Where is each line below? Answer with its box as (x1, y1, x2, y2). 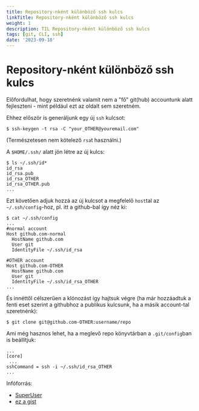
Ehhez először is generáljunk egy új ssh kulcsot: (6, 114, 126, 121)
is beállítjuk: (6, 336, 36, 343)
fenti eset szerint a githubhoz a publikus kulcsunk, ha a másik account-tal (6, 301, 189, 308)
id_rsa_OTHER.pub (6, 181, 50, 187)
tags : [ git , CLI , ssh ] (6, 31, 64, 38)
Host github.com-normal (6, 231, 67, 237)
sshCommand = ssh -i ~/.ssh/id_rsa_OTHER (6, 364, 113, 370)
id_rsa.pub (6, 170, 34, 176)
